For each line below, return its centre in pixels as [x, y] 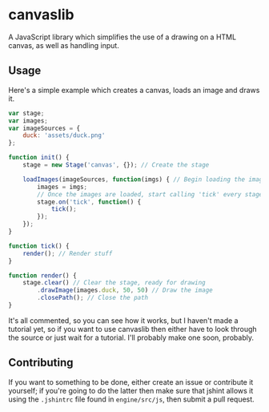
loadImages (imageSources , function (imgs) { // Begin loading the [134, 179]
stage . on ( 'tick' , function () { [89, 202]
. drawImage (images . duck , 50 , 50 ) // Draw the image [125, 290]
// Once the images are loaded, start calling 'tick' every [139, 194]
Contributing [41, 363]
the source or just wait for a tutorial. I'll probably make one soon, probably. [131, 337]
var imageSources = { [44, 128]
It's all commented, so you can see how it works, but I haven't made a [123, 320]
